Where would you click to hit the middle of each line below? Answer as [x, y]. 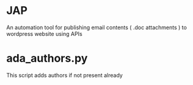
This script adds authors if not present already [65, 75]
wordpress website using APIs [44, 33]
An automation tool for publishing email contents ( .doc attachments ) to [97, 27]
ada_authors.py [47, 59]
